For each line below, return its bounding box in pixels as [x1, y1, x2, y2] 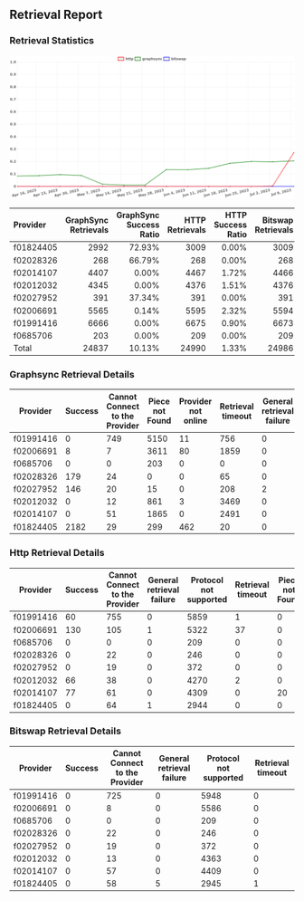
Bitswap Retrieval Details [9, 724, 122, 737]
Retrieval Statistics [9, 34, 95, 47]
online [183, 416, 208, 427]
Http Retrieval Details [9, 547, 105, 560]
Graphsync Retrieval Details [9, 368, 135, 380]
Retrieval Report [9, 7, 103, 23]
